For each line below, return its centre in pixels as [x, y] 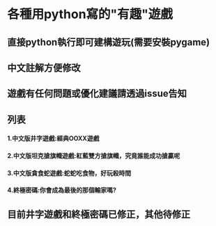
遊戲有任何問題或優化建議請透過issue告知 [97, 94]
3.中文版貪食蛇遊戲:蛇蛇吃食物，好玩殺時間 [69, 173]
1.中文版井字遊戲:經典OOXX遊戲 [53, 138]
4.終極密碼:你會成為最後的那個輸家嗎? [62, 190]
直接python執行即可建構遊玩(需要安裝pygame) [109, 42]
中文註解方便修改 [44, 68]
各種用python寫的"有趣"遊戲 [90, 14]
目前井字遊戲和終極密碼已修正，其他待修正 [99, 214]
